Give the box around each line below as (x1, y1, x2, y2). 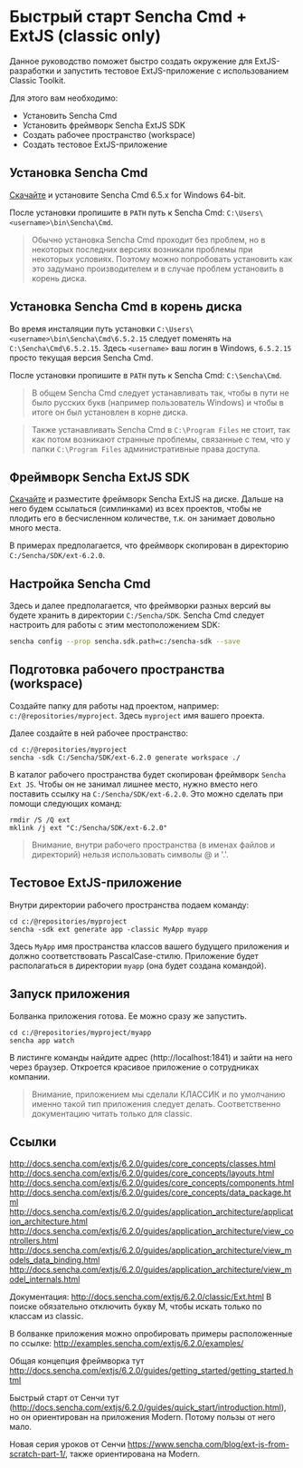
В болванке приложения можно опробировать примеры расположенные (9, 1328, 293, 1339)
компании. (9, 1071, 51, 1081)
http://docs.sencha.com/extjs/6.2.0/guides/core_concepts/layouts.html (9, 1168, 275, 1179)
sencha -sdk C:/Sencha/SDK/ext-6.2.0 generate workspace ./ (9, 753, 241, 762)
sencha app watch (9, 1036, 75, 1045)
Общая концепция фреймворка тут (9, 1355, 145, 1366)
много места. (9, 523, 62, 533)
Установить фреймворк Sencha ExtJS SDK (22, 120, 185, 131)
